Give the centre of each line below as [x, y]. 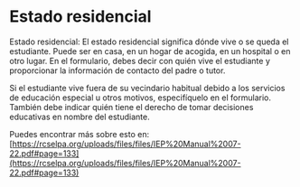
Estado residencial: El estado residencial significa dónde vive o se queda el [149, 42]
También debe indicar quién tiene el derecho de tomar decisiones [131, 107]
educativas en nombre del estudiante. [80, 117]
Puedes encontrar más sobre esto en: [80, 134]
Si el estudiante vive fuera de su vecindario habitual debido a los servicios [147, 88]
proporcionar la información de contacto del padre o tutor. [117, 70]
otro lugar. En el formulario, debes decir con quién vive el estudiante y [140, 61]
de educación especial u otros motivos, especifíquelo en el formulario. [140, 98]
